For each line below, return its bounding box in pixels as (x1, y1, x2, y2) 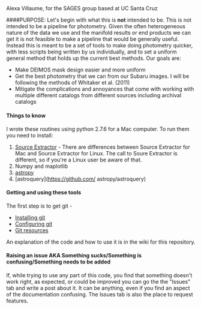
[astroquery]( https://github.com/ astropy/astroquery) (14, 175, 146, 182)
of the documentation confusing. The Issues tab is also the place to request (6, 291, 193, 298)
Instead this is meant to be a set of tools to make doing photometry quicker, (6, 42, 193, 49)
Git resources (14, 226, 49, 233)
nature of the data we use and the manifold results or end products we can (6, 29, 191, 37)
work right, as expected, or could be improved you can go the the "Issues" (6, 278, 191, 285)
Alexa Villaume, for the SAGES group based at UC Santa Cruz (6, 5, 158, 12)
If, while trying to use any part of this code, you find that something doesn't (6, 272, 193, 278)
